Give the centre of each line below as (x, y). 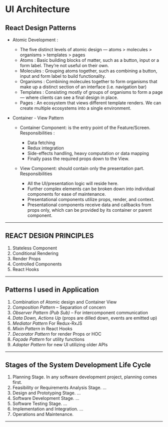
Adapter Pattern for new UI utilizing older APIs (60, 344)
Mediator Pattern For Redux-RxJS (47, 323)
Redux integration (45, 148)
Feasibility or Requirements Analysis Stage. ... (59, 388)
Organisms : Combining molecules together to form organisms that (88, 82)
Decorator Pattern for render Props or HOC (57, 334)
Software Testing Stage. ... (40, 404)
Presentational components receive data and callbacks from (89, 205)
